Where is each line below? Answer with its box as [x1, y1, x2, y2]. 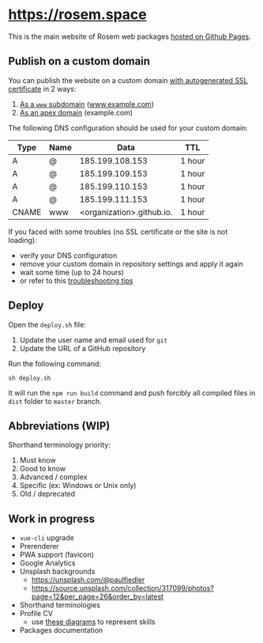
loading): [8, 235, 37, 244]
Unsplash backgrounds [19, 567, 96, 577]
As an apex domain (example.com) [19, 108, 133, 117]
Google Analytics [19, 558, 76, 568]
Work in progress [8, 512, 95, 525]
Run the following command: [8, 358, 101, 369]
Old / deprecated [19, 489, 76, 499]
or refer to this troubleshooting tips [19, 275, 133, 286]
